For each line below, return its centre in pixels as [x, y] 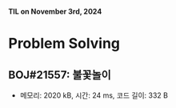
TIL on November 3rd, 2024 [55, 12]
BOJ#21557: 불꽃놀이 [60, 75]
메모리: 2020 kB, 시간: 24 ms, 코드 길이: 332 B [94, 95]
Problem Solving [64, 44]
